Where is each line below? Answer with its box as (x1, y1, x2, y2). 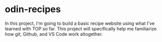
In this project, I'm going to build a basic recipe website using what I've (5, 20, 155, 26)
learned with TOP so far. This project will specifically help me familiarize (5, 25, 157, 31)
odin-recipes (5, 4, 61, 15)
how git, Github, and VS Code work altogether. (5, 31, 103, 37)
